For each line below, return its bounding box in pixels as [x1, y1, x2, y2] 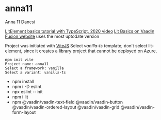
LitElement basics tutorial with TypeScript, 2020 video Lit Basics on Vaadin [5, 28, 155, 34]
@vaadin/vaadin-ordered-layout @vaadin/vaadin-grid [12, 104, 120, 110]
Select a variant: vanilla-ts [5, 70, 66, 75]
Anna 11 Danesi [5, 19, 35, 25]
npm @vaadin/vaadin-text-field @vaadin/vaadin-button [12, 99, 123, 105]
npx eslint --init [12, 89, 43, 94]
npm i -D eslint [12, 83, 42, 90]
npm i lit [12, 94, 28, 100]
